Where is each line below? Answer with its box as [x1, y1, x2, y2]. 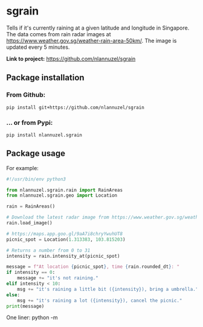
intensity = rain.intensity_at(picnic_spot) [6, 253, 120, 259]
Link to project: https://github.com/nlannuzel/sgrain [6, 55, 136, 62]
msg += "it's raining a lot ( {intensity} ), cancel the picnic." [17, 297, 182, 303]
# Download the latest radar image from [6, 214, 110, 221]
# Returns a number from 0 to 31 [6, 247, 91, 253]
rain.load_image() [6, 220, 53, 226]
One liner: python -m [6, 314, 59, 321]
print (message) [6, 303, 45, 309]
